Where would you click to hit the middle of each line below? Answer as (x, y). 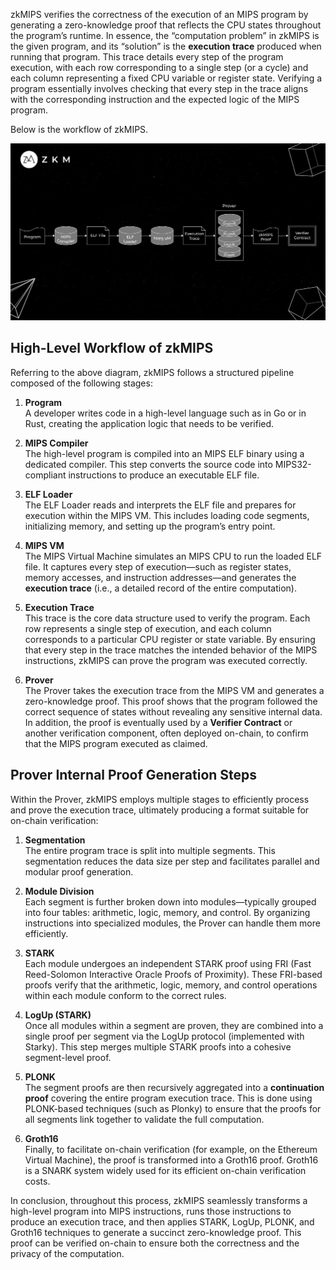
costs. (37, 1181)
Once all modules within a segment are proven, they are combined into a (174, 1025)
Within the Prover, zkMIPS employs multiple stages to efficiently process (160, 799)
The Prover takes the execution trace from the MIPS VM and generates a (174, 690)
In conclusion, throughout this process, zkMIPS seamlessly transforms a (159, 1200)
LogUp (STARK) (58, 1015)
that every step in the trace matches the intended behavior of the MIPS (171, 650)
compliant (45, 475)
